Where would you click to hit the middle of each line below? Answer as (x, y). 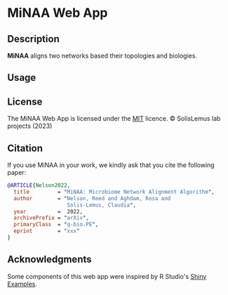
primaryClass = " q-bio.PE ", (56, 225)
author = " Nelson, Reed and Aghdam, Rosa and (92, 198)
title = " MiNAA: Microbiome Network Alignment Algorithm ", (114, 192)
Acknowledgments (50, 260)
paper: (17, 173)
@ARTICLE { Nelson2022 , (39, 185)
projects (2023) (30, 126)
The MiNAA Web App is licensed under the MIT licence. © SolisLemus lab (114, 119)
